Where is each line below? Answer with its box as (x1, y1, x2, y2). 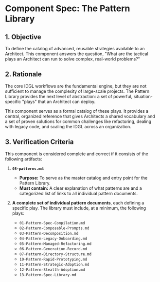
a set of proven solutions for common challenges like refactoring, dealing (5, 118, 152, 124)
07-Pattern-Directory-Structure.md (19, 252, 91, 257)
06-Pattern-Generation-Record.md (19, 246, 88, 251)
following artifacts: (5, 156, 42, 161)
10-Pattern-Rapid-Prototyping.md (19, 257, 88, 262)
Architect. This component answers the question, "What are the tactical (5, 51, 148, 57)
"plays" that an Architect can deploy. (22, 99, 96, 104)
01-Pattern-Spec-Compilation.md (19, 221, 85, 225)
